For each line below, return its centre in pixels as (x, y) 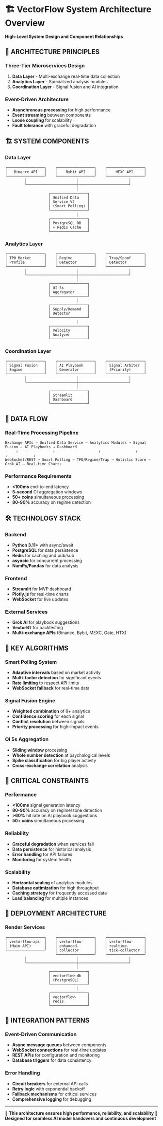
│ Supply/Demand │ (69, 309)
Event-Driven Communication (41, 1035)
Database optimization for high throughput (55, 888)
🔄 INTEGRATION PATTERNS (47, 1021)
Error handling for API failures (42, 854)
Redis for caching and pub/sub (43, 555)
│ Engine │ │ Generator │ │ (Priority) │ (76, 370)
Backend (16, 534)
